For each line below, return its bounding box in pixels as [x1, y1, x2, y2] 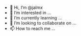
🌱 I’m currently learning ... [9, 15, 62, 20]
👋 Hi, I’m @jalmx [9, 5, 43, 10]
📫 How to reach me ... [9, 26, 55, 31]
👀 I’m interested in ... [9, 10, 52, 16]
